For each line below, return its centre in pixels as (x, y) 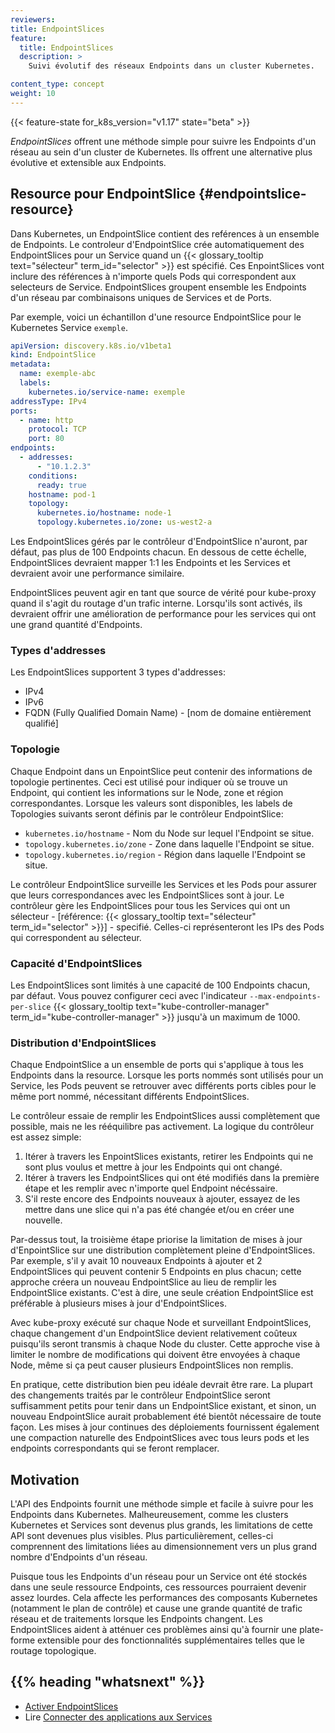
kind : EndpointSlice (53, 355)
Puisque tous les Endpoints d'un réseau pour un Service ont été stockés (159, 1577)
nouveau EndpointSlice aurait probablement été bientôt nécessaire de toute (166, 1417)
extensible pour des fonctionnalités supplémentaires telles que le (171, 1640)
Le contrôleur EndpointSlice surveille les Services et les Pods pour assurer (164, 884)
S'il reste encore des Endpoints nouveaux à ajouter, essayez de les (162, 1199)
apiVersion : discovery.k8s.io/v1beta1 (91, 346)
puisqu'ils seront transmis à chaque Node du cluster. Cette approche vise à (165, 1344)
